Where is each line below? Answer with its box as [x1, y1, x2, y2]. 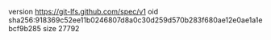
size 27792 [43, 24, 80, 33]
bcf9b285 [8, 24, 42, 33]
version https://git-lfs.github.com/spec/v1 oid [8, 7, 159, 16]
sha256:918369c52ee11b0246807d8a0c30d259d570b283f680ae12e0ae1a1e [8, 15, 263, 25]
